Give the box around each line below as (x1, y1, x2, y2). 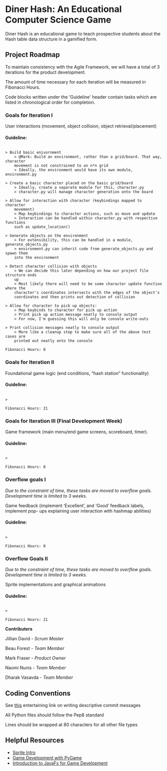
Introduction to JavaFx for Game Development (12, 760, 108, 766)
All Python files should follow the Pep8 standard (5, 712, 104, 718)
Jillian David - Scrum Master (5, 636, 64, 642)
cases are (5, 334, 26, 339)
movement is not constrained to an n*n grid (14, 163, 108, 168)
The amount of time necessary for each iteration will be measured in (5, 79, 146, 85)
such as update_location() (14, 224, 70, 230)
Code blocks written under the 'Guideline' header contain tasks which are (5, 94, 157, 100)
